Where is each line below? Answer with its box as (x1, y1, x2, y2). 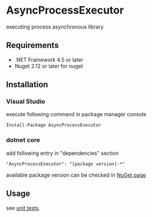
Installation (6, 79, 48, 90)
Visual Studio (6, 97, 45, 106)
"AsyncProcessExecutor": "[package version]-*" (6, 161, 125, 167)
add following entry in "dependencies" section (6, 149, 119, 157)
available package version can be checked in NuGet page (6, 171, 146, 178)
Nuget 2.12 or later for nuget (14, 62, 84, 69)
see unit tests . (6, 204, 40, 211)
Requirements (6, 40, 59, 50)
